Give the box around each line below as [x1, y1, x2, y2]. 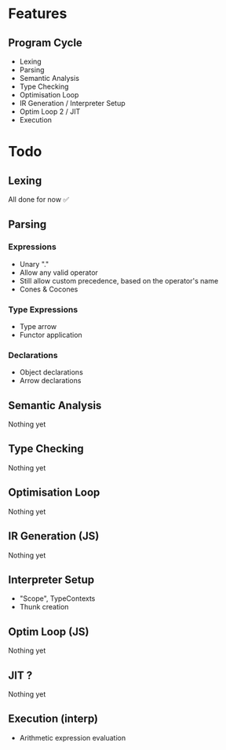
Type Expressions [8, 304, 78, 315]
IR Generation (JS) [8, 529, 100, 543]
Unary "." [19, 259, 49, 269]
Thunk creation [19, 602, 69, 612]
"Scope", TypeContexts [19, 594, 96, 603]
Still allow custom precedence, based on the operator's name [19, 276, 219, 285]
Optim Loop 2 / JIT [19, 107, 81, 116]
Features [8, 5, 67, 23]
